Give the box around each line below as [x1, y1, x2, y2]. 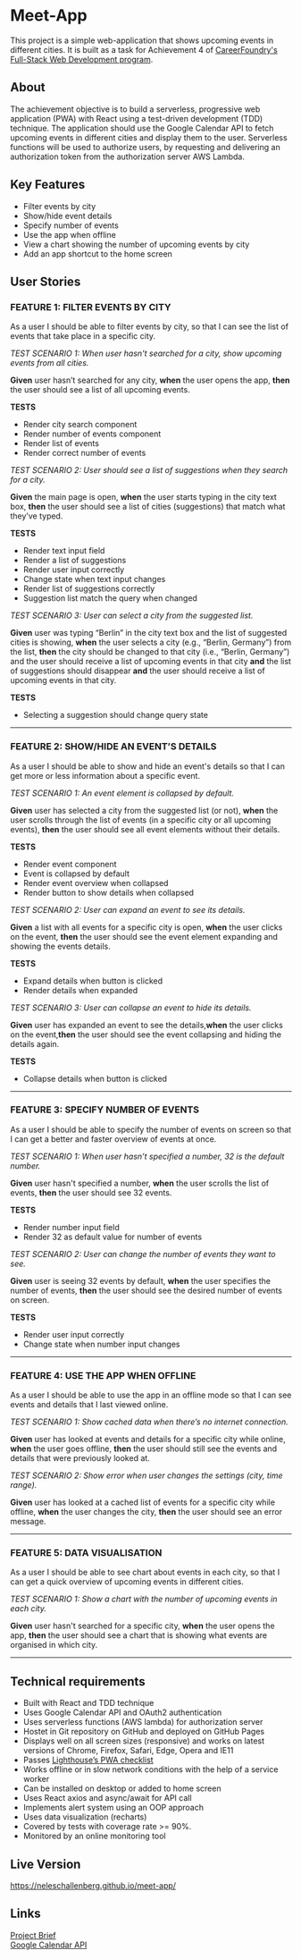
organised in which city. [10, 1640, 98, 1651]
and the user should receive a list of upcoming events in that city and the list [10, 656, 291, 667]
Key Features [10, 177, 86, 192]
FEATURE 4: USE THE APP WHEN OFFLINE [10, 1369, 196, 1381]
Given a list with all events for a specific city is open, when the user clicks [10, 922, 283, 933]
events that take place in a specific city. [10, 331, 155, 342]
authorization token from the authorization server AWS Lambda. [10, 151, 245, 162]
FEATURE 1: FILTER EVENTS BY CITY [10, 300, 171, 313]
